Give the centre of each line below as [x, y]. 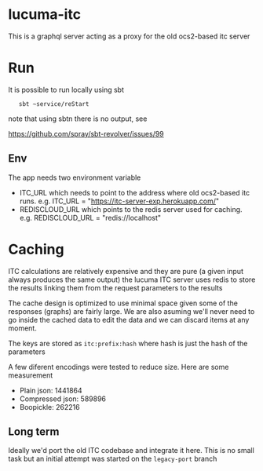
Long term [34, 432]
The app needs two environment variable [75, 177]
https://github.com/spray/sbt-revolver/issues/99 [86, 133]
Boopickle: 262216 [49, 407]
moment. [22, 328]
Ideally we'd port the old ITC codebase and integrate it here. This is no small [131, 451]
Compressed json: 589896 [62, 399]
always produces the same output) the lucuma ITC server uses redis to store [132, 279]
